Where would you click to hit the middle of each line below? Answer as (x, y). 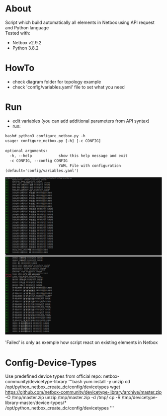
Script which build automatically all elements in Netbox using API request (80, 22)
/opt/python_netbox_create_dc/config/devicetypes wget (63, 387)
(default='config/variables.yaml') (42, 170)
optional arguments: (27, 151)
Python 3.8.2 (25, 48)
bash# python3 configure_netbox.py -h (45, 136)
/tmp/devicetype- (140, 398)
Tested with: (18, 33)
